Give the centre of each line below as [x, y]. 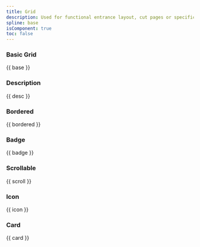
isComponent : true [29, 28]
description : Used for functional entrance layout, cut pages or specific [101, 17]
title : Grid [21, 12]
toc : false [20, 34]
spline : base [22, 23]
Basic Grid [21, 55]
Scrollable [21, 168]
